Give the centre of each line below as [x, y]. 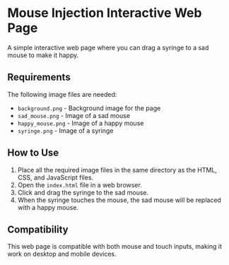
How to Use [33, 153]
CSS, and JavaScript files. [55, 177]
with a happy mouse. [48, 207]
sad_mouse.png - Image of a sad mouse [74, 115]
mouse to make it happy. [43, 55]
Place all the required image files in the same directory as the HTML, [117, 170]
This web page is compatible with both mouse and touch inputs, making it [115, 247]
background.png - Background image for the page [89, 108]
